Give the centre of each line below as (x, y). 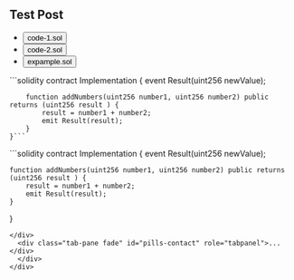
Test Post (37, 15)
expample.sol (49, 61)
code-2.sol (45, 49)
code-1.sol (45, 38)
